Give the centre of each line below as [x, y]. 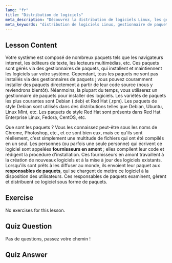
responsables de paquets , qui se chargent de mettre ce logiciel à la [77, 171]
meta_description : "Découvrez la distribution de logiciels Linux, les [83, 19]
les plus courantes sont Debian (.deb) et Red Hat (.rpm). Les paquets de [81, 101]
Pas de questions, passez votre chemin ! [48, 238]
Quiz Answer [26, 255]
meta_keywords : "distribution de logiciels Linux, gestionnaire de [79, 24]
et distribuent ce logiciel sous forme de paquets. [56, 182]
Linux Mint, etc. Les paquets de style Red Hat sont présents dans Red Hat [83, 112]
